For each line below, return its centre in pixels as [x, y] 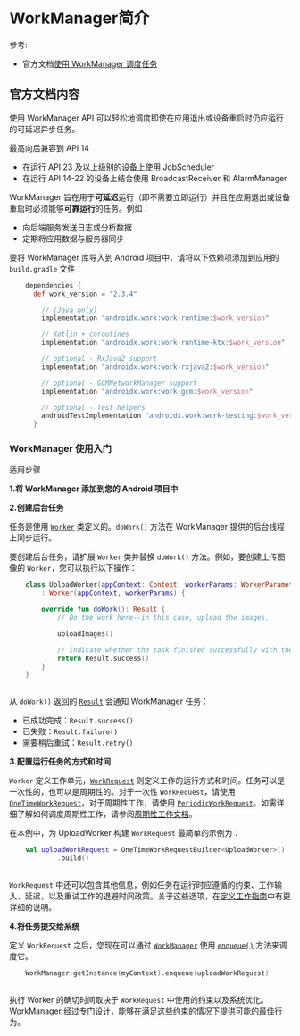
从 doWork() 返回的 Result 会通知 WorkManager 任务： [109, 701]
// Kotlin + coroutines [85, 334]
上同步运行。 [33, 538]
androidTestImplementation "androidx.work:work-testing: [149, 416]
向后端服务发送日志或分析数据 [77, 227]
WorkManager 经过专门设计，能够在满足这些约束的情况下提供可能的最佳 [142, 1011]
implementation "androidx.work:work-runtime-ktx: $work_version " [163, 343]
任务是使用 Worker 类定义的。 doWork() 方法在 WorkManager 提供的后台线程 [147, 527]
